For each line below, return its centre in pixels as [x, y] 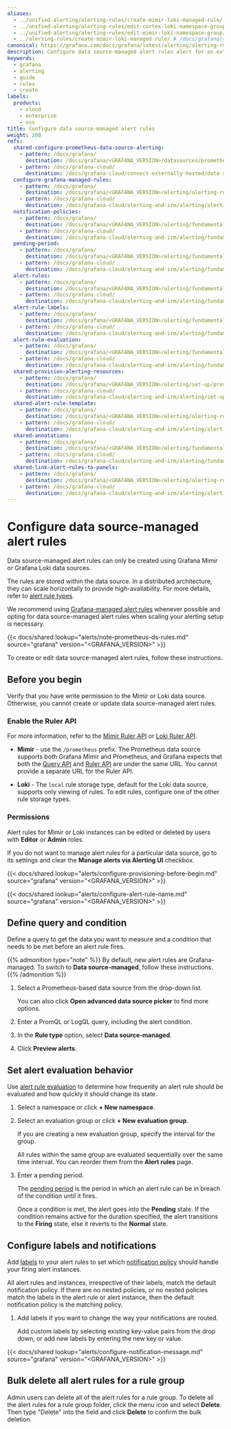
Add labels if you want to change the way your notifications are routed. [118, 1318]
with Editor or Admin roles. [46, 839]
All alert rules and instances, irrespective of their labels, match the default [112, 1283]
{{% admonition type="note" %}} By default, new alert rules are [97, 960]
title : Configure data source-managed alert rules [81, 129]
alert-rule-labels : [41, 308]
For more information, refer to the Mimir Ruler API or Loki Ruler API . [102, 736]
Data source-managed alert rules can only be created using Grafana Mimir [112, 560]
